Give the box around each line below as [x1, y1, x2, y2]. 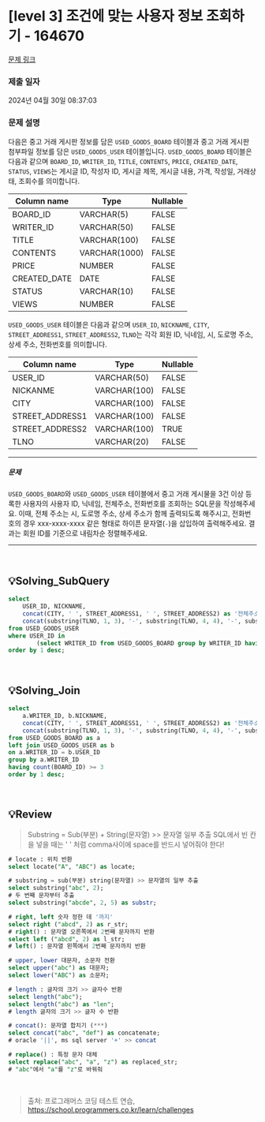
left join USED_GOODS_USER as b [8, 741, 114, 750]
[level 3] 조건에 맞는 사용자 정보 [8, 7, 203, 25]
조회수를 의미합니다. [18, 176, 80, 185]
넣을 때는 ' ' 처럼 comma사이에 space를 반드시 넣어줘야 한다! [35, 840, 225, 849]
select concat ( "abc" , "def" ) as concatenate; [8, 1029, 160, 1038]
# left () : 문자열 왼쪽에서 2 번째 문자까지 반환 [8, 942, 146, 951]
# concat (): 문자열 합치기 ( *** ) [8, 1022, 108, 1030]
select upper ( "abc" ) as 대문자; [8, 964, 110, 972]
